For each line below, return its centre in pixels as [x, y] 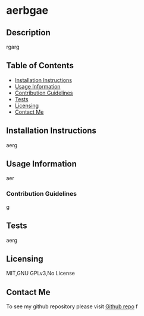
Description [28, 33]
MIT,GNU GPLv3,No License [41, 274]
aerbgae [27, 10]
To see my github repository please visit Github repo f [72, 306]
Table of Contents [40, 66]
